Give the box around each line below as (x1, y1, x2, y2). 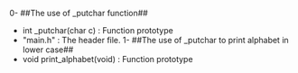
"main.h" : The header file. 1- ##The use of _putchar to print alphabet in (22, 35, 289, 45)
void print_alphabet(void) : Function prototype (22, 54, 193, 64)
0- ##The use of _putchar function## (9, 8, 149, 18)
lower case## (22, 44, 74, 55)
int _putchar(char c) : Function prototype (22, 25, 173, 35)
